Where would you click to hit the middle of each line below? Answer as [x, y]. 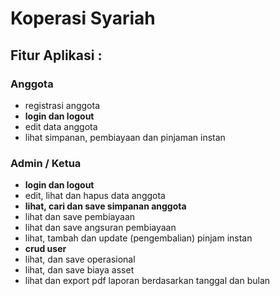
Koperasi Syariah [83, 18]
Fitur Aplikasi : [56, 55]
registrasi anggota [62, 105]
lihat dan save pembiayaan [80, 217]
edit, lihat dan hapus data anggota [95, 196]
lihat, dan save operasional [80, 259]
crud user [45, 249]
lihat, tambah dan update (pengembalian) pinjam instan [138, 238]
